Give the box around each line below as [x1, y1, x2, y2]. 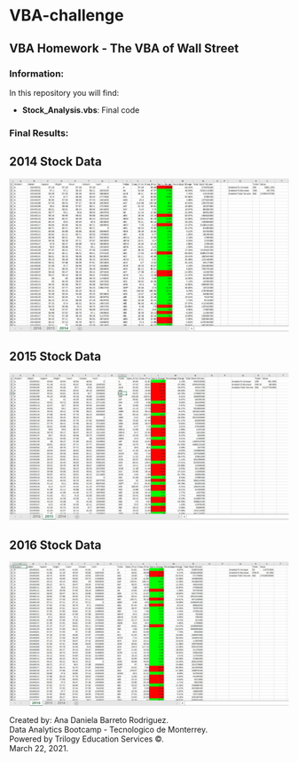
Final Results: [9, 126, 69, 139]
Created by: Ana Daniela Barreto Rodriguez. [9, 714, 169, 725]
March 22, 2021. [9, 742, 69, 753]
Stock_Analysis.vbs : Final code [21, 104, 140, 115]
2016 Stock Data [9, 537, 102, 552]
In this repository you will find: [9, 87, 120, 98]
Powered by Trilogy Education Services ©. [9, 734, 164, 744]
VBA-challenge [9, 5, 124, 26]
